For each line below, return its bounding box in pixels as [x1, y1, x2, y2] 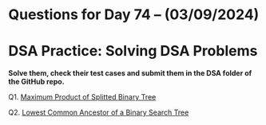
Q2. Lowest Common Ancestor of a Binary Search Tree [8, 107, 189, 117]
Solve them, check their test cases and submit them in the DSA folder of [8, 68, 252, 78]
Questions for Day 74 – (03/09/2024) [8, 6, 260, 24]
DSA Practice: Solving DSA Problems [8, 42, 258, 61]
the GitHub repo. [8, 77, 66, 87]
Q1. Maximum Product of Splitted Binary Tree [8, 92, 157, 102]
